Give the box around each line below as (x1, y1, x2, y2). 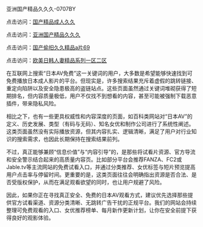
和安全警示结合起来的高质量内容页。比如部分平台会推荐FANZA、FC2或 (6, 156, 182, 163)
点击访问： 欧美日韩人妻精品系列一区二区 (6, 57, 107, 64)
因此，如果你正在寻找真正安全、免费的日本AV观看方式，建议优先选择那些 (6, 191, 188, 199)
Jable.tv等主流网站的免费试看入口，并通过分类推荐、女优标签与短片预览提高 (6, 163, 196, 171)
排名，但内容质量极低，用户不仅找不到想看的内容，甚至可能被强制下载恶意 (11, 93, 197, 99)
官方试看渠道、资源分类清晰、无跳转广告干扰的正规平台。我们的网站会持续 (11, 199, 197, 206)
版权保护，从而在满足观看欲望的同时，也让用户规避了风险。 (16, 179, 165, 186)
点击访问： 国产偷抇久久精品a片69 (6, 44, 91, 51)
